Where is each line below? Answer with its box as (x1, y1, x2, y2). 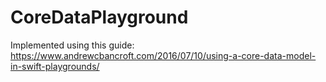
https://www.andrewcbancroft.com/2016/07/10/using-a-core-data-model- (10, 49, 317, 61)
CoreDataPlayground (10, 6, 189, 29)
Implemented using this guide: (10, 39, 135, 51)
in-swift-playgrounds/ (10, 60, 100, 72)
